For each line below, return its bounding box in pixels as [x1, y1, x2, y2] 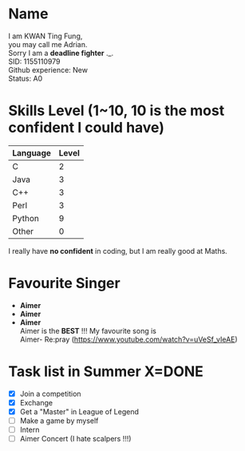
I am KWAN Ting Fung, [8, 31, 83, 41]
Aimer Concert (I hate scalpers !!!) [19, 434, 132, 444]
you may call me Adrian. [8, 39, 88, 49]
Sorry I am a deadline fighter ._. [8, 48, 114, 57]
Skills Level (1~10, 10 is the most [8, 101, 225, 120]
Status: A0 [8, 73, 43, 83]
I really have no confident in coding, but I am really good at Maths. [8, 246, 227, 255]
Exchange [19, 398, 53, 407]
